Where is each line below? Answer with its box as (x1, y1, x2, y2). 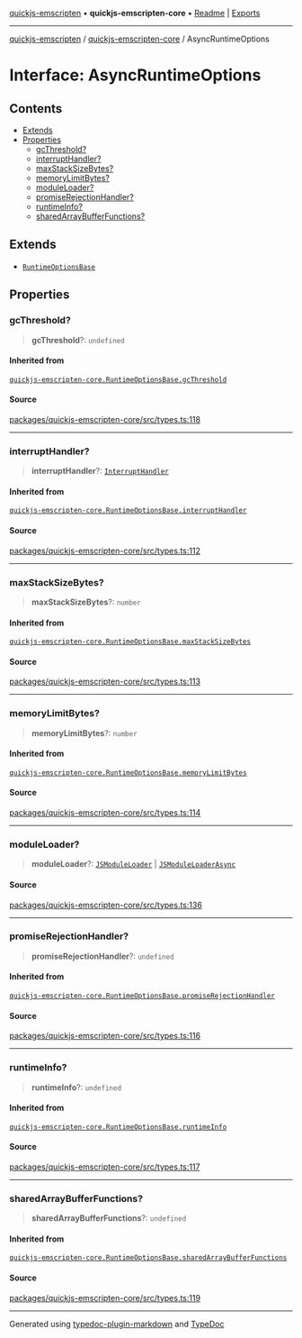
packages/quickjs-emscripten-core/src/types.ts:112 (9, 545, 200, 556)
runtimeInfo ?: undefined (31, 1081, 122, 1093)
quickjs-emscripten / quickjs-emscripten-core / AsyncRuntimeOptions (9, 33, 270, 44)
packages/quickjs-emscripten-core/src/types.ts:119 (9, 1292, 200, 1303)
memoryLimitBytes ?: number (31, 727, 138, 738)
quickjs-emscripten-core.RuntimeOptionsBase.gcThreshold (9, 375, 227, 384)
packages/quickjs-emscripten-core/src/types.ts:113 (9, 676, 200, 687)
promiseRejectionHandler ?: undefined (31, 951, 174, 961)
